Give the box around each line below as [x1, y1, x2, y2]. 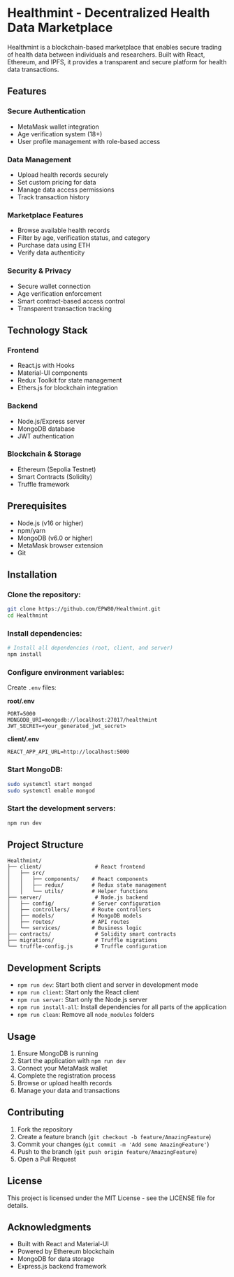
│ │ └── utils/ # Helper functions [7, 888, 149, 895]
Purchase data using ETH [17, 241, 91, 250]
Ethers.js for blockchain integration [17, 383, 119, 392]
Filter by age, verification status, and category [17, 234, 150, 242]
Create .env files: [7, 683, 57, 692]
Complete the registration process [17, 1071, 117, 1080]
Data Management [7, 155, 72, 164]
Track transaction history [17, 192, 89, 201]
